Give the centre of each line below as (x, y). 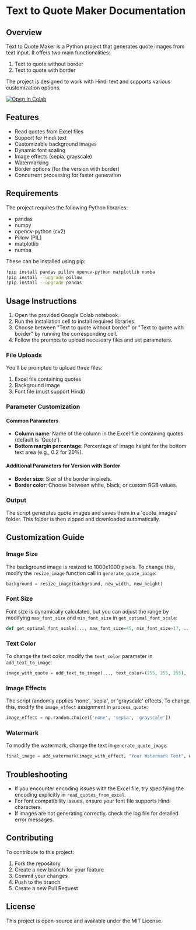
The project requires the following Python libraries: (67, 207)
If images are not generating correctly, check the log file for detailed (97, 814)
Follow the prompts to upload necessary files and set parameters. (93, 340)
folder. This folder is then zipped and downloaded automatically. (83, 519)
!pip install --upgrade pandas (44, 283)
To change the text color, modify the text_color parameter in (79, 656)
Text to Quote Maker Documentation (96, 11)
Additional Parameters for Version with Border (63, 466)
